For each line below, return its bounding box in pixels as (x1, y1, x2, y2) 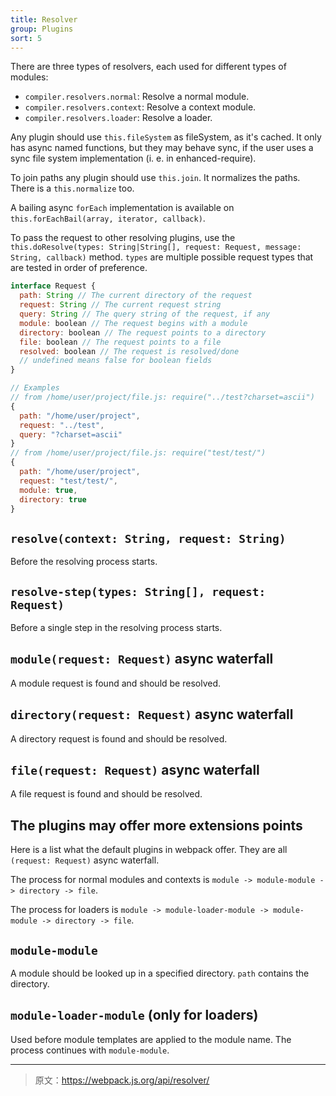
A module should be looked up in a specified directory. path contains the (10, 967, 310, 980)
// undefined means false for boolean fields (19, 356, 213, 366)
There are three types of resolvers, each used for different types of (10, 61, 287, 73)
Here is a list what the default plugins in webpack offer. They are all (10, 844, 288, 856)
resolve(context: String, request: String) (10, 531, 287, 546)
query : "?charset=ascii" (19, 429, 123, 440)
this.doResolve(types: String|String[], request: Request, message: (10, 242, 302, 253)
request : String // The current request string (19, 300, 222, 310)
